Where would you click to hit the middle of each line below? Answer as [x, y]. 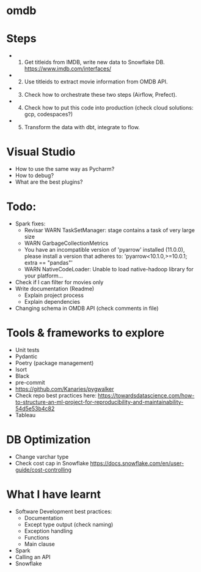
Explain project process [54, 295]
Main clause [39, 544]
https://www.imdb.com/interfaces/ [68, 69]
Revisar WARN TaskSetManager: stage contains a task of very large [110, 230]
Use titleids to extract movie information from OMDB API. [96, 82]
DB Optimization [49, 440]
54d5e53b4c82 [35, 408]
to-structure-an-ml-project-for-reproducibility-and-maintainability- [99, 402]
